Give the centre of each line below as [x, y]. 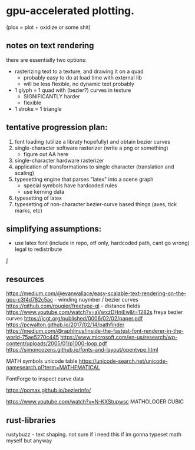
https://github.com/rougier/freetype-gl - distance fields [73, 306]
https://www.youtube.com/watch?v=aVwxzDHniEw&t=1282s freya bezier [95, 312]
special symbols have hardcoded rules [70, 185]
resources [25, 279]
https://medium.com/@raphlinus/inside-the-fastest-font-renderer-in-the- [95, 331]
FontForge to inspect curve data [45, 379]
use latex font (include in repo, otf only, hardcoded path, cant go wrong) [102, 243]
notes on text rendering [50, 46]
